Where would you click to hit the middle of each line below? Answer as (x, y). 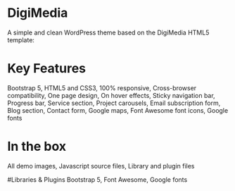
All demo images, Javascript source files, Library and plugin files (101, 166)
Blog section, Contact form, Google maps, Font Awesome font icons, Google (118, 110)
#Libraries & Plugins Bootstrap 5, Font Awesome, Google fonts (97, 179)
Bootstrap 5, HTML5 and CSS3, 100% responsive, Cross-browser (102, 88)
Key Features (47, 69)
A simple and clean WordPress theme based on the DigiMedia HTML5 (108, 32)
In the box (37, 147)
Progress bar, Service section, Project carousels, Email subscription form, (114, 103)
